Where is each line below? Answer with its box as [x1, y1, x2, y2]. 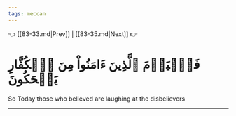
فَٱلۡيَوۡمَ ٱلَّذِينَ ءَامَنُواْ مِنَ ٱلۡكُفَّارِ [8, 56, 200, 72]
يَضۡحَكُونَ [8, 71, 58, 87]
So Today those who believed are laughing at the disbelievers [8, 94, 186, 103]
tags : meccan [8, 10, 46, 17]
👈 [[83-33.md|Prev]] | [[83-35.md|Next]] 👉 [8, 29, 138, 38]
